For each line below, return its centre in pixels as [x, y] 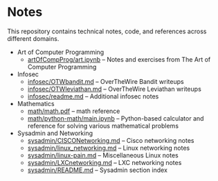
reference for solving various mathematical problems [103, 126]
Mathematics [36, 103]
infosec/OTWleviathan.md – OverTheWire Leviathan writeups [115, 89]
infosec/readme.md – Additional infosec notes [93, 96]
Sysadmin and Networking [55, 133]
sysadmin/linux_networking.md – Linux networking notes [109, 148]
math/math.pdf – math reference [74, 111]
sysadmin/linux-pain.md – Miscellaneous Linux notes [103, 155]
